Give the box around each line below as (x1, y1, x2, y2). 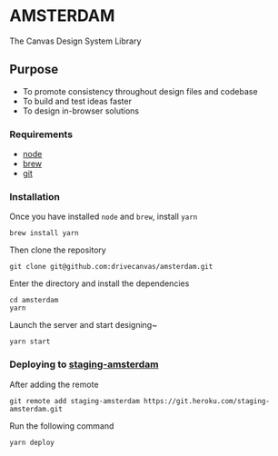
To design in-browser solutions (22, 105, 139, 116)
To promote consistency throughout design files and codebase (22, 85, 258, 96)
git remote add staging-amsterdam (9, 396, 141, 405)
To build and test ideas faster (22, 95, 132, 106)
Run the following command (9, 420, 114, 431)
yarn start (9, 337, 51, 346)
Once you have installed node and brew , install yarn (9, 211, 198, 223)
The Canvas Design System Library (9, 35, 142, 46)
